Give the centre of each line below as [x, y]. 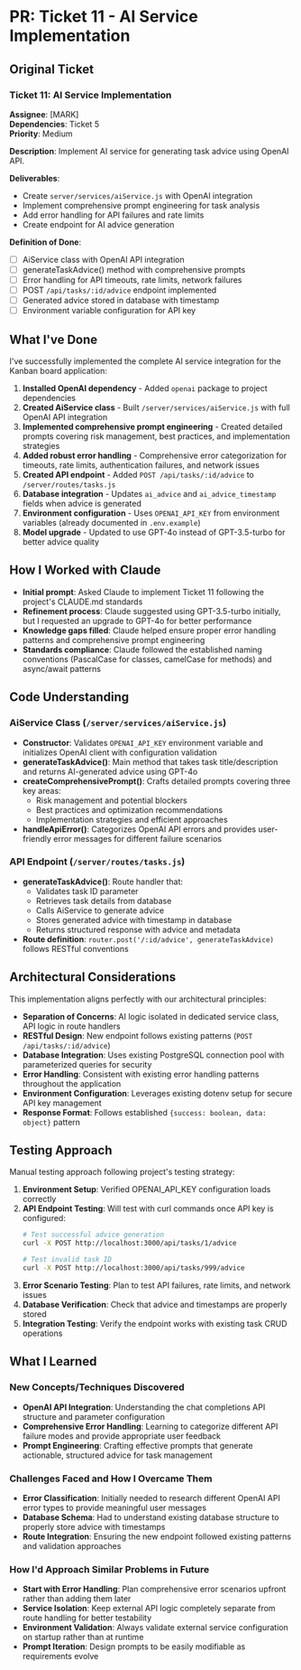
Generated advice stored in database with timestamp [121, 301]
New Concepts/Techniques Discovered [97, 1387]
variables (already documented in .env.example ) [111, 523]
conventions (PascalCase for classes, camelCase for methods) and [147, 659]
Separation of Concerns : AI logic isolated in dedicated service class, [150, 1016]
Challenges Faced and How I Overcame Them [111, 1479]
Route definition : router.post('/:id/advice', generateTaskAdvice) [148, 939]
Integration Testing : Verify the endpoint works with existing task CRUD [155, 1323]
